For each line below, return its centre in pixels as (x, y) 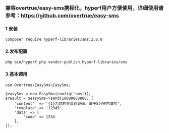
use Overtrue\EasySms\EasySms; (38, 85)
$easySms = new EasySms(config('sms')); (48, 94)
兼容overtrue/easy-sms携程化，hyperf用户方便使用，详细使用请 (84, 8)
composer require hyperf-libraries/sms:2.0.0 (54, 40)
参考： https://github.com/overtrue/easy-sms (62, 15)
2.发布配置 (16, 51)
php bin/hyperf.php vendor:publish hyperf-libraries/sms (66, 62)
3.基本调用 (16, 74)
